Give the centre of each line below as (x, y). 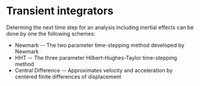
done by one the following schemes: (51, 33)
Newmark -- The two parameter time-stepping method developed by (100, 45)
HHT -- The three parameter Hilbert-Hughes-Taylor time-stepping (96, 58)
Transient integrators (60, 11)
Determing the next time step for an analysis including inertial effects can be (100, 27)
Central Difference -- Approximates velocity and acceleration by (94, 70)
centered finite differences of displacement (68, 77)
